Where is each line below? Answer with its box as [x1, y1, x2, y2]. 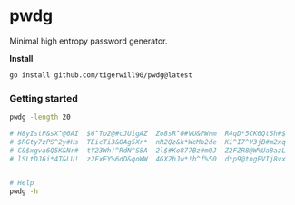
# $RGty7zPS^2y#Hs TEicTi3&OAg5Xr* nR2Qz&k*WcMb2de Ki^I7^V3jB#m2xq [9, 137, 286, 146]
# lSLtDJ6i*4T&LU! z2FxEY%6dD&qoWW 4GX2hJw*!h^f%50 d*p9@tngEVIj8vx [9, 154, 286, 163]
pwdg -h [9, 187, 39, 196]
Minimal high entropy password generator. [9, 35, 168, 46]
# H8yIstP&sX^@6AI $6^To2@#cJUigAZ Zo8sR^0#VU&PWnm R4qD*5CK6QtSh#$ [9, 129, 286, 138]
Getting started [9, 92, 79, 104]
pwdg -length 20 [9, 112, 71, 122]
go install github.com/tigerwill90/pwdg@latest [9, 70, 193, 80]
